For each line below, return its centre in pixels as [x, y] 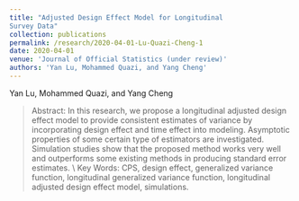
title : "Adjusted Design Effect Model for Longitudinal [116, 17]
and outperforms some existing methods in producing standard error [159, 158]
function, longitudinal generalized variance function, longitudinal [151, 177]
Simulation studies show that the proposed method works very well [156, 148]
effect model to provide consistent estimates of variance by [142, 120]
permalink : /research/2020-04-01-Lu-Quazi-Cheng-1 [106, 43]
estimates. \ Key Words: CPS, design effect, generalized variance [152, 168]
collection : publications [58, 34]
